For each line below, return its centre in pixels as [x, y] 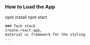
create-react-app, [23, 30]
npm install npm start [26, 17]
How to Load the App [30, 7]
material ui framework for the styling [45, 35]
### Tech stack [20, 26]
